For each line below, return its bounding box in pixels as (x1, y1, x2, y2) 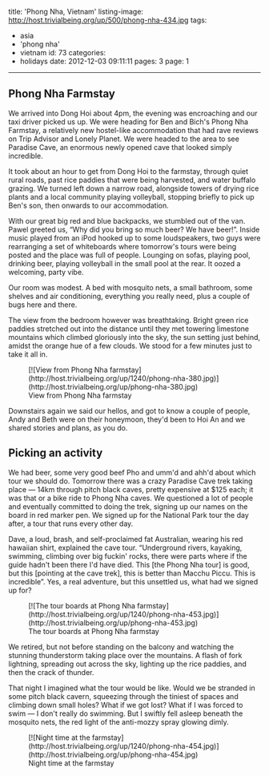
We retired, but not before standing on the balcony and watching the (8, 641, 235, 652)
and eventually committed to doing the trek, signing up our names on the (8, 501, 248, 511)
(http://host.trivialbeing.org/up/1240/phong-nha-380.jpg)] (28, 373, 219, 383)
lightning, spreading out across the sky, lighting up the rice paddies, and (8, 659, 247, 669)
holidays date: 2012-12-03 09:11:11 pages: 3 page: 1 (19, 56, 190, 66)
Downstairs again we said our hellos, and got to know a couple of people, (8, 406, 251, 415)
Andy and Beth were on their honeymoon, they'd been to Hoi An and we (8, 414, 246, 424)
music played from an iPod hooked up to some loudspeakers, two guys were (8, 232, 261, 243)
